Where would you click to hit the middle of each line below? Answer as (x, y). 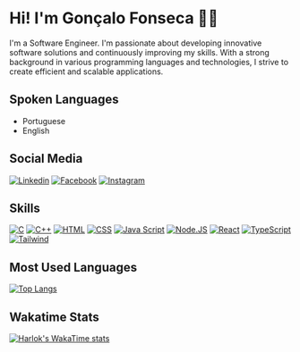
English (36, 130)
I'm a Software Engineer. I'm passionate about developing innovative (136, 43)
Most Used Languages (73, 267)
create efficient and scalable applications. (86, 71)
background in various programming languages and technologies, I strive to (149, 62)
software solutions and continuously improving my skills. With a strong (140, 52)
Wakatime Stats (55, 317)
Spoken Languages (64, 100)
